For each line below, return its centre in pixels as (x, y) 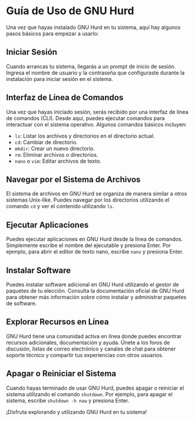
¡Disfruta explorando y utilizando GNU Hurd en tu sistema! (77, 412)
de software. (22, 303)
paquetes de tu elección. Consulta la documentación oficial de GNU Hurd (95, 291)
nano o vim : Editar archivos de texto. (58, 161)
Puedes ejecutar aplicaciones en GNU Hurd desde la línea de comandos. (94, 239)
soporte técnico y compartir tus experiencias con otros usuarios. (85, 355)
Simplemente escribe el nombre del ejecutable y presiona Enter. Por (88, 245)
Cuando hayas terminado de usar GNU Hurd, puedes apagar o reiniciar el (95, 388)
